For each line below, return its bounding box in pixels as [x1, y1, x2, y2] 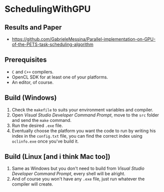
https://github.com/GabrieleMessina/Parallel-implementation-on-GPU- [11, 36, 156, 42]
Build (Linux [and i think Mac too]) [4, 153, 111, 161]
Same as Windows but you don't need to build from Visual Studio [11, 165, 145, 171]
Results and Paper [4, 23, 62, 32]
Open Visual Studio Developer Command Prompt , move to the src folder [11, 112, 159, 118]
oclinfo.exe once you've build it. [11, 138, 79, 144]
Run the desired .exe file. [11, 122, 63, 128]
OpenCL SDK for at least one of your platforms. [11, 74, 108, 80]
